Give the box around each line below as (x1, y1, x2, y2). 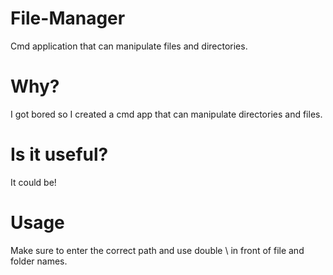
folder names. (10, 255, 68, 267)
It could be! (10, 176, 57, 188)
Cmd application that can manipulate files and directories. (10, 40, 248, 52)
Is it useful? (10, 143, 109, 166)
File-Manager (10, 7, 126, 30)
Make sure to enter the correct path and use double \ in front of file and (10, 244, 305, 256)
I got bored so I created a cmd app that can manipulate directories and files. (10, 108, 323, 120)
